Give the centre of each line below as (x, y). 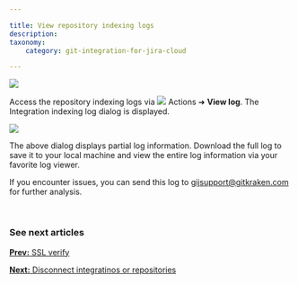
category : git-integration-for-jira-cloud (106, 50)
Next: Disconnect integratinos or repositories (93, 270)
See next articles (47, 233)
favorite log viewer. (45, 165)
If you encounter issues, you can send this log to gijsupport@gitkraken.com (149, 182)
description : (34, 34)
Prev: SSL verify (39, 252)
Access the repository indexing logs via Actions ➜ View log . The (134, 102)
